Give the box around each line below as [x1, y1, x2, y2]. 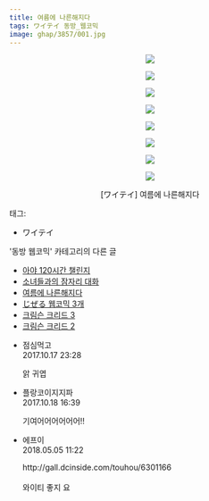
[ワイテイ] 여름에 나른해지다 [100, 189, 200, 200]
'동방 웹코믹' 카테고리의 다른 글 [9, 246, 117, 257]
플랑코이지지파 [21, 388, 73, 398]
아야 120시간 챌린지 [21, 265, 91, 276]
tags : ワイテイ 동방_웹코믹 [9, 21, 99, 30]
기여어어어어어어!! [21, 416, 85, 427]
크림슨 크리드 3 [21, 310, 76, 321]
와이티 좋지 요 [21, 482, 71, 493]
